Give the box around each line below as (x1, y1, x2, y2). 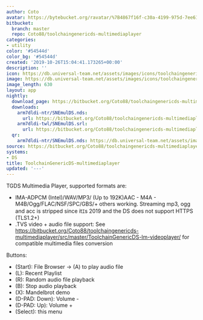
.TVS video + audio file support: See (14, 221, 106, 228)
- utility (6, 43, 31, 49)
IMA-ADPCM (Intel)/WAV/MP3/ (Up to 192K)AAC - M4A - (14, 194, 156, 201)
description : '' (6, 64, 47, 71)
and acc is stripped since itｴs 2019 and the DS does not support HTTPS (14, 207, 193, 215)
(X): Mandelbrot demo (14, 289, 71, 296)
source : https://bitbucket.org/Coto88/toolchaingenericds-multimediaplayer (6, 143, 201, 149)
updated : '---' (6, 166, 45, 172)
